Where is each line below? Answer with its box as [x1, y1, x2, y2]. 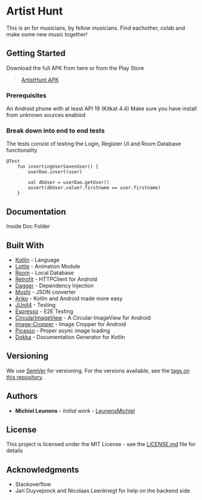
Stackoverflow [15, 481, 51, 488]
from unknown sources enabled [6, 111, 86, 119]
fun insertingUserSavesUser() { [17, 163, 99, 170]
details [6, 447, 23, 455]
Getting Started [6, 48, 66, 59]
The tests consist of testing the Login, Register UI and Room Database [6, 140, 181, 148]
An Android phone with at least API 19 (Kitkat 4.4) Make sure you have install [6, 105, 197, 113]
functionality [6, 146, 37, 154]
